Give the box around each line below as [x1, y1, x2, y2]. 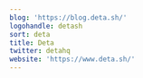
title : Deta [9, 38, 54, 48]
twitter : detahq [9, 47, 71, 56]
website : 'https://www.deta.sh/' [9, 55, 136, 64]
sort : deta [9, 30, 51, 39]
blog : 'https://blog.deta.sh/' [9, 13, 128, 22]
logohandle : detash [9, 22, 83, 30]
